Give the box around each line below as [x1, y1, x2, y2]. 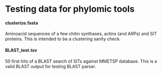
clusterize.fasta [5, 20, 38, 25]
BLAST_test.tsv [5, 47, 37, 53]
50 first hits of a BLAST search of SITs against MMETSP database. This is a [5, 58, 157, 64]
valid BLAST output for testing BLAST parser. [5, 63, 96, 69]
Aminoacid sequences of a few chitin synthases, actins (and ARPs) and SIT [5, 31, 157, 37]
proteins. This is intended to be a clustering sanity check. [5, 36, 121, 42]
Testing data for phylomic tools [5, 3, 135, 15]
